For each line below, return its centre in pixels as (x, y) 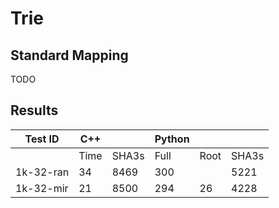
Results (34, 110)
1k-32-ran (42, 172)
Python (172, 139)
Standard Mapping (69, 55)
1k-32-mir (42, 188)
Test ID (42, 139)
